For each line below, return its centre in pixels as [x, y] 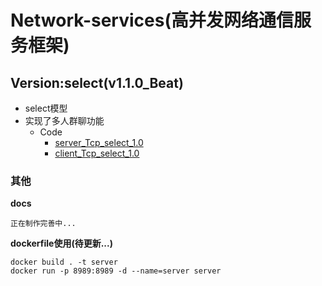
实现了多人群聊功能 [64, 120]
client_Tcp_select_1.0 [97, 153]
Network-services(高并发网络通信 [152, 20]
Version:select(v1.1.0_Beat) [97, 82]
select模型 [46, 108]
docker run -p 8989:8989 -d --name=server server [116, 271]
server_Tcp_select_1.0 [99, 142]
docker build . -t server [64, 262]
